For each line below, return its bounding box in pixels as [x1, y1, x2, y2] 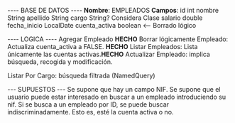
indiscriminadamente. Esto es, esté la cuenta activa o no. [7, 108, 174, 116]
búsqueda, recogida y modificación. [7, 58, 113, 66]
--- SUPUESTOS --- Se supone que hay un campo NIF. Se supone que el [7, 85, 221, 93]
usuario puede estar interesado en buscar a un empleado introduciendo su [7, 92, 226, 101]
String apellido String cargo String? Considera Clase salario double [7, 14, 203, 22]
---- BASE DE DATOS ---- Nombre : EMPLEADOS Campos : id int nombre [7, 6, 219, 14]
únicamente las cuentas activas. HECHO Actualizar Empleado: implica [7, 50, 211, 58]
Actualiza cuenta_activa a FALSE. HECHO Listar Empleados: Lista [7, 43, 198, 50]
